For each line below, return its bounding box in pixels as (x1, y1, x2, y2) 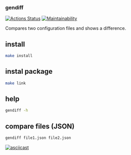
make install (5, 54, 33, 59)
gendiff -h (5, 108, 28, 113)
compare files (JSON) (5, 122, 75, 130)
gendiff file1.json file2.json (5, 135, 71, 140)
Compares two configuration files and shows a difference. (5, 25, 126, 31)
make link (5, 80, 26, 86)
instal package (5, 67, 53, 76)
